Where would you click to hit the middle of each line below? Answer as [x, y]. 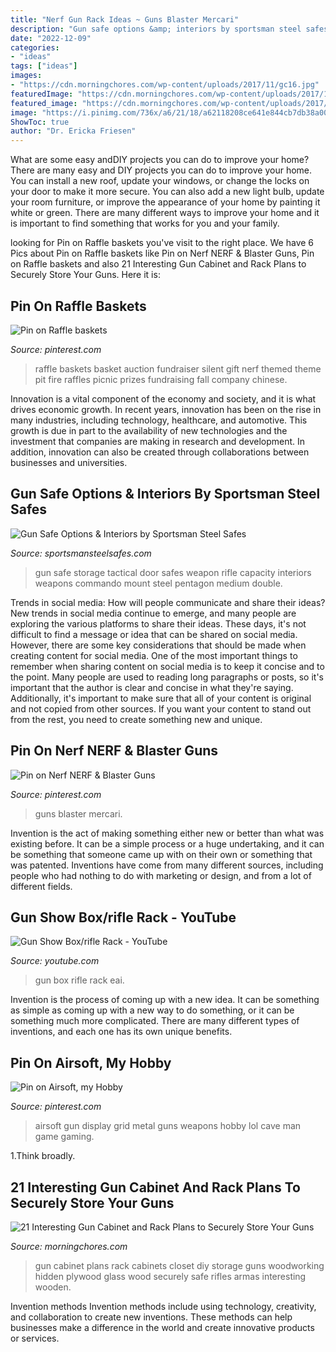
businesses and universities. [69, 462]
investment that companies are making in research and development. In [158, 441]
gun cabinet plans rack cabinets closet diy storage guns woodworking [179, 1265]
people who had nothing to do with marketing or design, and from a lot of [161, 875]
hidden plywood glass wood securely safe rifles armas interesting [170, 1276]
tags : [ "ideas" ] [44, 66]
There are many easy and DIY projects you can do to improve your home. [161, 170]
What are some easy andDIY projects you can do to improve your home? [160, 160]
